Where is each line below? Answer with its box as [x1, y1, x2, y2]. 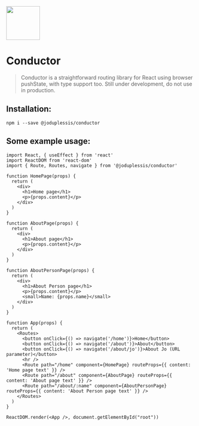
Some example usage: [6, 136, 91, 146]
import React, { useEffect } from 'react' [6, 152, 114, 158]
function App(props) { [6, 320, 63, 326]
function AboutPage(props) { [6, 220, 79, 226]
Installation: [6, 104, 52, 114]
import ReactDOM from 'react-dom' [6, 157, 93, 164]
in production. [20, 86, 56, 93]
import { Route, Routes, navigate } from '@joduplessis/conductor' [6, 162, 178, 168]
